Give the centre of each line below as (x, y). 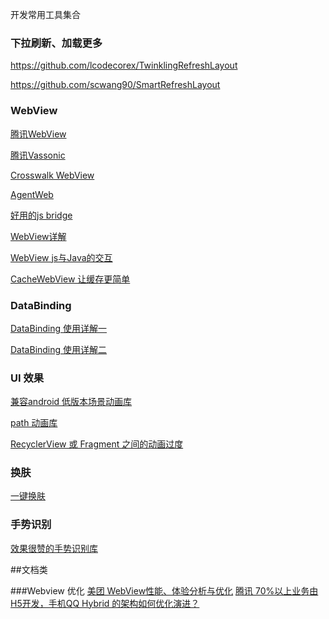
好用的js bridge (41, 215)
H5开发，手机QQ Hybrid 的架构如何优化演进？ (105, 603)
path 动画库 (34, 423)
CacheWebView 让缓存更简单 (70, 279)
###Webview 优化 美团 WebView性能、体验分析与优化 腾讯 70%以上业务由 (164, 590)
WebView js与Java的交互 (61, 257)
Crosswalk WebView (52, 175)
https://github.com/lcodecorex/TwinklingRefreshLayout (124, 65)
